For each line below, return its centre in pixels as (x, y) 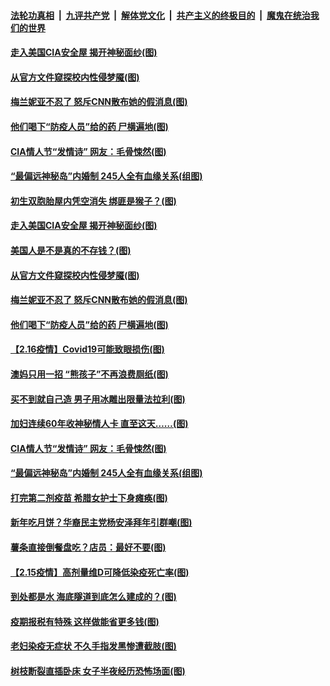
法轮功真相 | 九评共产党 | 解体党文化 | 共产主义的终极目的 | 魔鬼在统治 (160, 15)
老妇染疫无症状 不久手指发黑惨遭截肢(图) (93, 646)
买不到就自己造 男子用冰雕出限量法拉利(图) (98, 399)
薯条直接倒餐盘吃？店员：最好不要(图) (88, 547)
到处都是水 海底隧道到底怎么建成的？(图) (93, 597)
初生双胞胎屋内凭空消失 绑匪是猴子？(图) (93, 201)
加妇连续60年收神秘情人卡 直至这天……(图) (99, 424)
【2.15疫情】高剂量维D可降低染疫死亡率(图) (100, 572)
